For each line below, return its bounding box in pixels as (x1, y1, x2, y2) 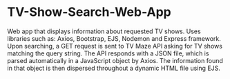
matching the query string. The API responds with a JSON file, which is (7, 49, 209, 58)
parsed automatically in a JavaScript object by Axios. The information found (7, 56, 223, 64)
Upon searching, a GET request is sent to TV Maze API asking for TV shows (7, 42, 223, 50)
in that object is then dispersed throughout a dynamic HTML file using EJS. (7, 64, 221, 72)
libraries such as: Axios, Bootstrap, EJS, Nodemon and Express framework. (7, 34, 221, 42)
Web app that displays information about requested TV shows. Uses (7, 27, 202, 35)
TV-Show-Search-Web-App (7, 4, 171, 20)
